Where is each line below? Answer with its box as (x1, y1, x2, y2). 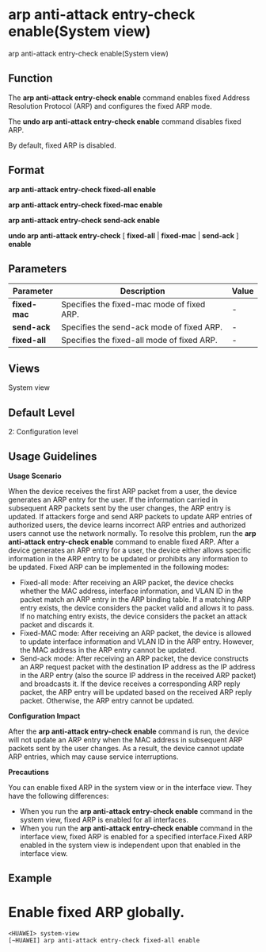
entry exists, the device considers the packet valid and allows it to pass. (19, 603, 255, 612)
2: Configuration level (8, 427, 78, 436)
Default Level (8, 406, 75, 419)
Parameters (8, 262, 67, 276)
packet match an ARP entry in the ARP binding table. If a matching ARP (19, 594, 252, 604)
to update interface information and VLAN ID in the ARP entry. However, (19, 637, 254, 646)
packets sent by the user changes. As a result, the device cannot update (8, 743, 245, 753)
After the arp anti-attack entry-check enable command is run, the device (8, 727, 249, 736)
